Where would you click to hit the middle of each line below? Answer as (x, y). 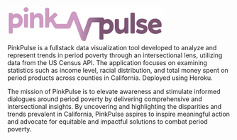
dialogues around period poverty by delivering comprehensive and (105, 99)
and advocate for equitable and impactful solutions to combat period (108, 122)
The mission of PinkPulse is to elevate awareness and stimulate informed (114, 92)
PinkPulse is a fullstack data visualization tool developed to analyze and (112, 48)
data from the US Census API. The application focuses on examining (108, 63)
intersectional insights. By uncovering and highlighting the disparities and (115, 106)
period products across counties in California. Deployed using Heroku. (110, 78)
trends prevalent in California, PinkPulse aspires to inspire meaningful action (119, 114)
